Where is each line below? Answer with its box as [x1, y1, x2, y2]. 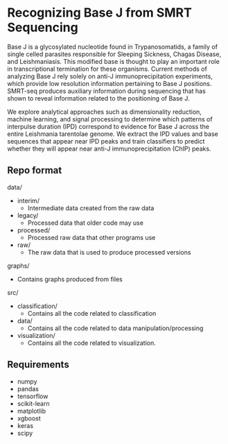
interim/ [17, 196, 40, 205]
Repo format [7, 164, 62, 176]
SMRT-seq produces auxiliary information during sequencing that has [7, 87, 206, 95]
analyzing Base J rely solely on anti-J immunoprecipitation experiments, [7, 71, 213, 80]
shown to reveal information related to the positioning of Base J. [7, 94, 190, 102]
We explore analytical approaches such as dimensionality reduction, [7, 108, 202, 116]
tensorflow [17, 392, 49, 400]
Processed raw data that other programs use [27, 233, 156, 241]
